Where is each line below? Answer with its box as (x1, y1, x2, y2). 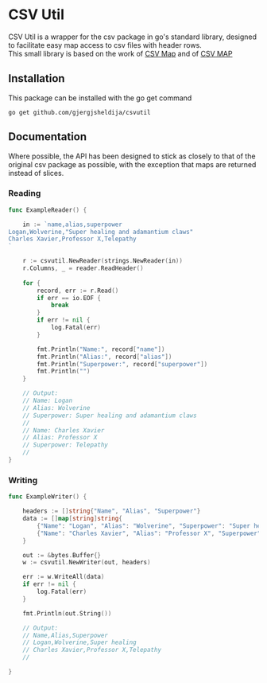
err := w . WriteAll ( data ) (22, 573, 105, 581)
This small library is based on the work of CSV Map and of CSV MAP (8, 49, 233, 58)
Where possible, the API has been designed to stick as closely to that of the (8, 151, 256, 161)
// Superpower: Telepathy (22, 441, 109, 449)
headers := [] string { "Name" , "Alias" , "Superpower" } (22, 507, 201, 515)
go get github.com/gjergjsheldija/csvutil (8, 108, 151, 116)
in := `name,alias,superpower (22, 221, 123, 228)
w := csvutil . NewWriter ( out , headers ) (22, 559, 151, 567)
